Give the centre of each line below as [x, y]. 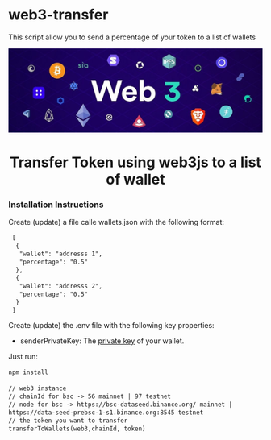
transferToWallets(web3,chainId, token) [77, 429]
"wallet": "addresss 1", [61, 254]
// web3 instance [38, 388]
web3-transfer [58, 15]
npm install [28, 372]
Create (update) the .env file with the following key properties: [112, 326]
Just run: [23, 357]
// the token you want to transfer [68, 421]
